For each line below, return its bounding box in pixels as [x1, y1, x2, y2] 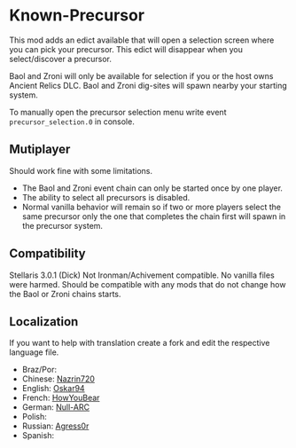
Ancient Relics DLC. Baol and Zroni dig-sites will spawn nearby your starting [9, 80, 287, 90]
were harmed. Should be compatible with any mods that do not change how [9, 279, 286, 289]
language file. [9, 347, 59, 358]
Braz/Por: [21, 365, 58, 375]
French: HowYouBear [21, 392, 100, 404]
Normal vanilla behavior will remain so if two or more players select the [21, 201, 282, 212]
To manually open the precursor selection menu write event [9, 106, 227, 117]
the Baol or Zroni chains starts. [9, 288, 121, 299]
